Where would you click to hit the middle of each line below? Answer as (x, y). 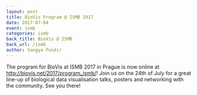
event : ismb (21, 28)
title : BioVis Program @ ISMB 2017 (50, 17)
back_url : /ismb (26, 45)
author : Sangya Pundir (34, 50)
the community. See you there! (43, 86)
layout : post (22, 12)
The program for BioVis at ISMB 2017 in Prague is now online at (83, 67)
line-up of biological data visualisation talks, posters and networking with (95, 79)
